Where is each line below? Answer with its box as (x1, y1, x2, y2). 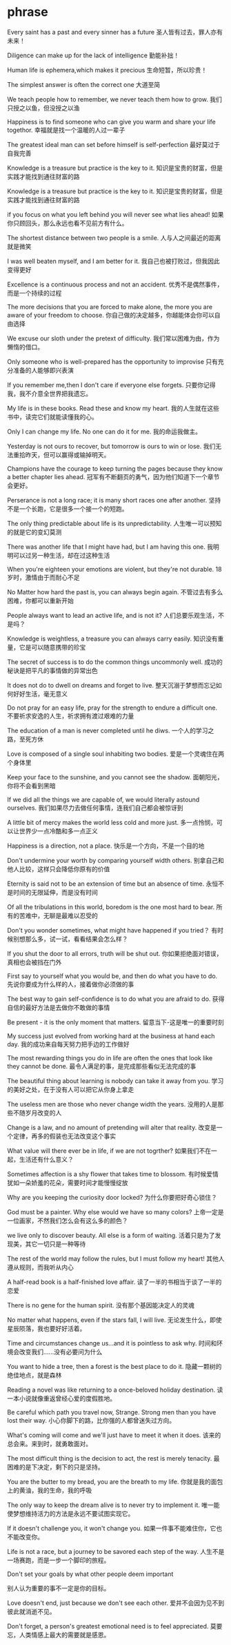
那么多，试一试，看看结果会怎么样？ (25, 935, 128, 943)
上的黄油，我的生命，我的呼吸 (7, 1486, 92, 1495)
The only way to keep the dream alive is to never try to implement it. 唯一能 (7, 1501, 220, 1509)
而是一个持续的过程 (7, 289, 62, 297)
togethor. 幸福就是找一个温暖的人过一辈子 (7, 126, 125, 134)
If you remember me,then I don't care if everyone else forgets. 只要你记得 (7, 380, 216, 389)
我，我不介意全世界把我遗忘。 (7, 389, 92, 398)
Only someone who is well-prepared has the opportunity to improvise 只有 (7, 357, 219, 366)
